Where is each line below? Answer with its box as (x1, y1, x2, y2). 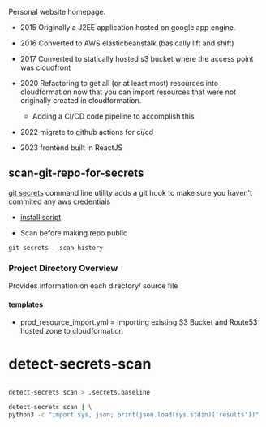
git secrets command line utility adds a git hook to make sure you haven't (8, 188, 253, 197)
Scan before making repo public (19, 227, 128, 238)
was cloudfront (19, 63, 71, 72)
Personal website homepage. (8, 7, 106, 16)
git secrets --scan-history (8, 244, 104, 252)
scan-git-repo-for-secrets (8, 166, 144, 180)
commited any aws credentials (8, 196, 111, 206)
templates (8, 300, 44, 309)
